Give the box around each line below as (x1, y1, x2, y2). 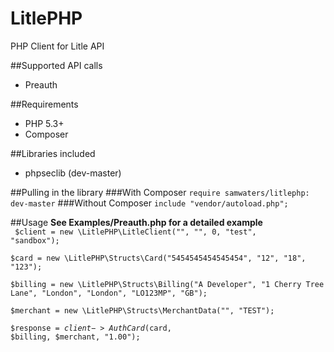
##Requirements (10, 98, 79, 110)
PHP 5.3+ (24, 117, 65, 129)
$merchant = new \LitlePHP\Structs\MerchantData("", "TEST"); (10, 305, 275, 316)
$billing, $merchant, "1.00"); (10, 332, 141, 342)
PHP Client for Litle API (10, 40, 105, 52)
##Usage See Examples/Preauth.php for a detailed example (10, 216, 263, 228)
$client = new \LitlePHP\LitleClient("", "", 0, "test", (14, 227, 257, 237)
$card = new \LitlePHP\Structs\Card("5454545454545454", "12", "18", (10, 253, 307, 263)
